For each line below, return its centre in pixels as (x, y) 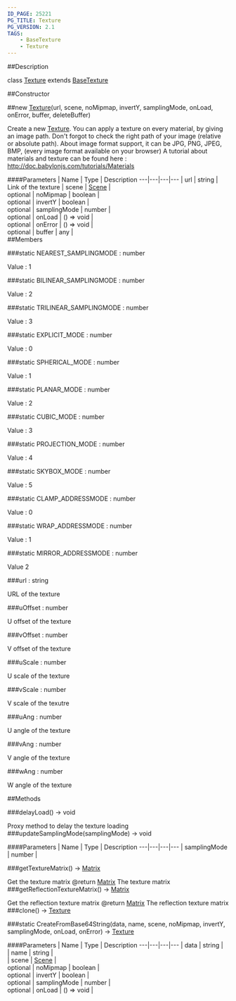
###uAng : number (35, 717)
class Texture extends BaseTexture (58, 80)
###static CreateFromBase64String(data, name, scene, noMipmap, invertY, (116, 924)
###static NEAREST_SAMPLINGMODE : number (76, 253)
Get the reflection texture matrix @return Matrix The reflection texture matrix (118, 903)
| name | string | (30, 952)
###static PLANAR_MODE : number (59, 389)
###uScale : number (37, 662)
